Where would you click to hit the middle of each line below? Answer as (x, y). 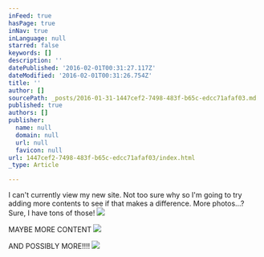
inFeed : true (30, 16)
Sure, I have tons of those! (52, 213)
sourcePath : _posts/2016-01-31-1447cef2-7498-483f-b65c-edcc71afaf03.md (132, 98)
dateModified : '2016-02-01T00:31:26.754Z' (80, 75)
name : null (34, 128)
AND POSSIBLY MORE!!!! (49, 247)
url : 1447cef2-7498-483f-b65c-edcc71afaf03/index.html (102, 157)
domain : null (37, 135)
